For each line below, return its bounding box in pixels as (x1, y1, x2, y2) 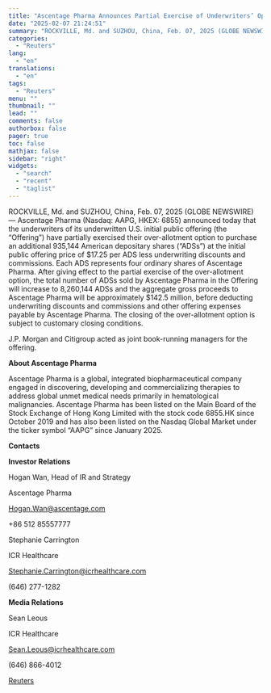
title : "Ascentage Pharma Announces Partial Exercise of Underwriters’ (8, 11, 254, 20)
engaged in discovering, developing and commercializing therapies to (8, 382, 240, 392)
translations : (8, 65, 56, 73)
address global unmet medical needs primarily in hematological (8, 391, 219, 401)
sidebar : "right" (8, 154, 67, 162)
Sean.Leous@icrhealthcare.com (8, 644, 115, 654)
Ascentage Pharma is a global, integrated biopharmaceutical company (8, 373, 242, 384)
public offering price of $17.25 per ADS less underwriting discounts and (8, 250, 246, 259)
